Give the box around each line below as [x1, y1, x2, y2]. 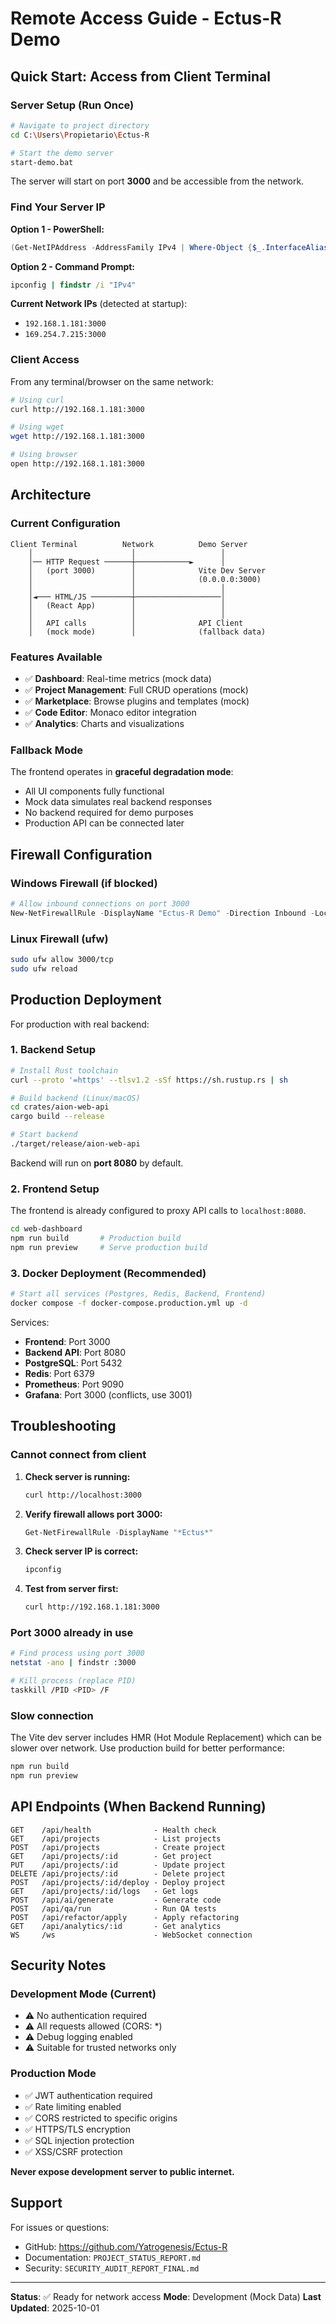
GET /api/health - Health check [10, 1825, 217, 1835]
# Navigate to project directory [10, 120, 150, 131]
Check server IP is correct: [24, 1545, 139, 1557]
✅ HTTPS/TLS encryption [24, 2123, 131, 2135]
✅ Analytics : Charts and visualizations [24, 717, 185, 729]
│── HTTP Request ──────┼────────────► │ [28, 557, 226, 567]
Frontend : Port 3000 [24, 1335, 111, 1347]
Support [10, 2195, 63, 2212]
